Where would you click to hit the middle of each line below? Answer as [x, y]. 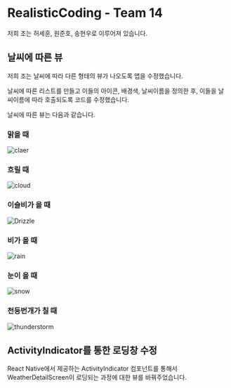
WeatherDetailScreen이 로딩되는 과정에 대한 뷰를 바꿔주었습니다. [97, 377]
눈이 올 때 [22, 276]
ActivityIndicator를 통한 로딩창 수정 [82, 350]
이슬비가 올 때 [29, 205]
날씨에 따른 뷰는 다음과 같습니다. [52, 115]
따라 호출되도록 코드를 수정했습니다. [80, 99]
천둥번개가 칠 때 [32, 311]
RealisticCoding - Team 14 [85, 13]
